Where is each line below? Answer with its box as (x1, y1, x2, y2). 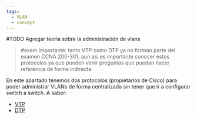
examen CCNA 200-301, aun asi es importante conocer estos (20, 53, 170, 60)
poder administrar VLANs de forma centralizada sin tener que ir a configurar (6, 83, 191, 90)
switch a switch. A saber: (6, 89, 67, 97)
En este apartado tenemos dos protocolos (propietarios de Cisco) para (6, 77, 178, 84)
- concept (11, 19, 35, 25)
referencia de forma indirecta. (20, 66, 93, 73)
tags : (6, 8, 19, 15)
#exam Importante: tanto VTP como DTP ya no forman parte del (20, 47, 175, 54)
